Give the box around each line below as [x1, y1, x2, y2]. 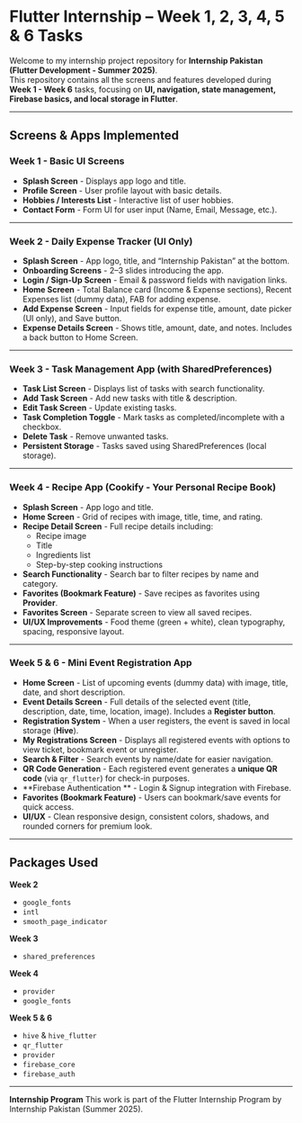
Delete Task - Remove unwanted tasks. [22, 431, 169, 442]
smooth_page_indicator [22, 917, 108, 926]
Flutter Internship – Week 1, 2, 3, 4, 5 [9, 6, 285, 27]
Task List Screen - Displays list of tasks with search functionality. [22, 383, 265, 394]
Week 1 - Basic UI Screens [9, 155, 125, 167]
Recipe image [35, 530, 87, 541]
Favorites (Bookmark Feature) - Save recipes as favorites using [22, 588, 261, 598]
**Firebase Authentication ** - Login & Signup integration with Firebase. [22, 782, 292, 793]
